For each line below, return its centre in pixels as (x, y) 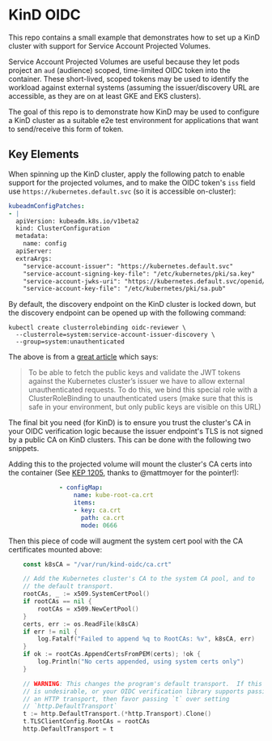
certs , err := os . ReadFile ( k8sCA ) (81, 624)
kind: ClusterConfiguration (63, 228)
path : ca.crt (103, 517)
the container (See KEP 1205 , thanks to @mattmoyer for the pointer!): (124, 473)
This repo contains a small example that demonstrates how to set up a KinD (134, 37)
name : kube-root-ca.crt (113, 496)
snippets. (24, 449)
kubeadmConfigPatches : (47, 206)
